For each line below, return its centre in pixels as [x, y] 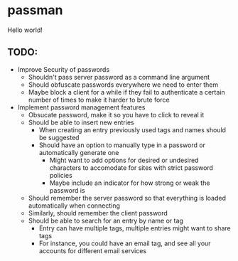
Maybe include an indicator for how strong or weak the [130, 183]
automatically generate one [79, 152]
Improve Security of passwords [64, 69]
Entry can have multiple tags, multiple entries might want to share [135, 228]
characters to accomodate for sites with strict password [131, 167]
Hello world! [25, 30]
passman [35, 10]
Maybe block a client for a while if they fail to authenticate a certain [126, 92]
